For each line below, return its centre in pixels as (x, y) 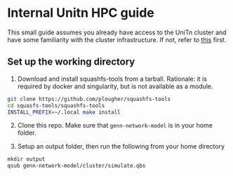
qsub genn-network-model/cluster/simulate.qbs (76, 166)
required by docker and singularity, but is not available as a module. (115, 86)
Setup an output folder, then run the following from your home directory (121, 147)
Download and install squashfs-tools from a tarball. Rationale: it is (112, 79)
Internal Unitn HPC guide (81, 13)
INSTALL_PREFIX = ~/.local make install (64, 112)
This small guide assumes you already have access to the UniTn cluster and (117, 32)
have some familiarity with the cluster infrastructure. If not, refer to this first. (117, 39)
